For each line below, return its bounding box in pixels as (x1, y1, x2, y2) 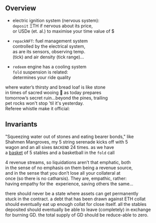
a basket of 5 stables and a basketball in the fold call (5, 150, 115, 156)
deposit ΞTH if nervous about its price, (12, 23, 93, 29)
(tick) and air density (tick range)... (12, 54, 84, 60)
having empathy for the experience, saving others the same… (5, 181, 134, 187)
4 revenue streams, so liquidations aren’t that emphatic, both (5, 159, 131, 165)
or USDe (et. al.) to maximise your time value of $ (12, 28, 114, 34)
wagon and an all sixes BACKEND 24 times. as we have (5, 144, 114, 150)
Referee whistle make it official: (5, 105, 70, 111)
